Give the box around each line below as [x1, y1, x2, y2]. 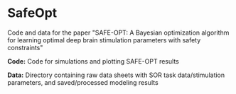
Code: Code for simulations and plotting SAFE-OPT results [7, 57, 179, 65]
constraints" [7, 43, 43, 52]
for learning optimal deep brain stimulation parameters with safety [7, 35, 201, 44]
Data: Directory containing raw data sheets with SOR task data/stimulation [7, 71, 225, 79]
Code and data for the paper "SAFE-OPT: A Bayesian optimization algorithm [7, 28, 230, 37]
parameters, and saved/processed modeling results [7, 78, 159, 86]
